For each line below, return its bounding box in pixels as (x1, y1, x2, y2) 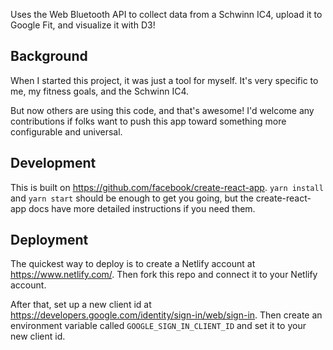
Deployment (10, 232, 89, 249)
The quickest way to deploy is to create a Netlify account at (10, 258, 256, 270)
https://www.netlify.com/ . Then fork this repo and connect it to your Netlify (10, 269, 318, 281)
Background (10, 48, 88, 65)
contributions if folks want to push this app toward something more (10, 115, 287, 127)
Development (10, 155, 97, 172)
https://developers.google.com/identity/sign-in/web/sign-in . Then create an (10, 309, 323, 321)
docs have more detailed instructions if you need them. (28, 202, 256, 214)
